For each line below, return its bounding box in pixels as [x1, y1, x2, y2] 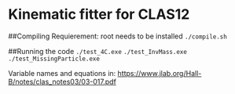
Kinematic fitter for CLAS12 [8, 5, 190, 23]
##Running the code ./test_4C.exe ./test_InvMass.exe [8, 46, 187, 56]
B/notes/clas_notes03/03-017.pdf [8, 77, 116, 86]
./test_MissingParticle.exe [8, 55, 101, 63]
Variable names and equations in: [8, 68, 116, 78]
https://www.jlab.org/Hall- [117, 68, 202, 78]
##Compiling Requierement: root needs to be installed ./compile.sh [8, 31, 228, 41]
